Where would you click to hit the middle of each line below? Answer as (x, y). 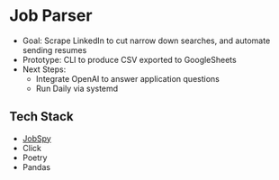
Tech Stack (41, 117)
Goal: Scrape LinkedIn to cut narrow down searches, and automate (146, 40)
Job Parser (51, 16)
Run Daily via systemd (77, 88)
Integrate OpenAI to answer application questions (128, 78)
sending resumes (54, 49)
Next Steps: (44, 69)
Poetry (35, 157)
